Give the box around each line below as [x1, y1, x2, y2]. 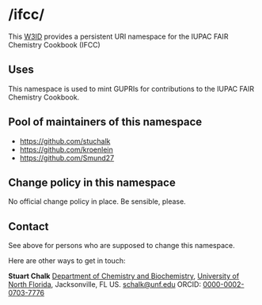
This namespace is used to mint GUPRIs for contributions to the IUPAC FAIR [8, 84, 255, 93]
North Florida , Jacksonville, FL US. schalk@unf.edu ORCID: [8, 280, 202, 289]
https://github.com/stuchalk [19, 136, 111, 145]
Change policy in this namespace [8, 175, 176, 189]
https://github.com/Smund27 [19, 152, 115, 163]
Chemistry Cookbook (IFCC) [8, 40, 101, 49]
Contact [8, 220, 49, 233]
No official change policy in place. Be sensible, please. [8, 197, 186, 206]
